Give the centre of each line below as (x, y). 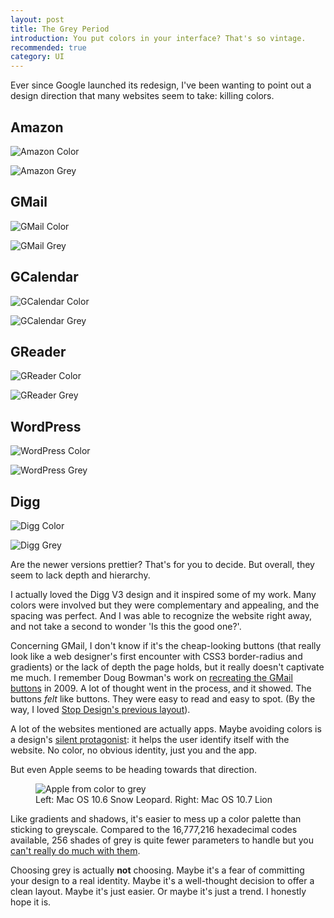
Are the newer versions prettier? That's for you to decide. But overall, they (162, 564)
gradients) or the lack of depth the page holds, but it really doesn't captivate (167, 667)
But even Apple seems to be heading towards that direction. (133, 769)
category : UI (37, 57)
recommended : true (48, 47)
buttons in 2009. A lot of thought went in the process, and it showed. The (161, 688)
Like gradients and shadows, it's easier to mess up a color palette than (156, 819)
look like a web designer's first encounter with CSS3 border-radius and (156, 656)
